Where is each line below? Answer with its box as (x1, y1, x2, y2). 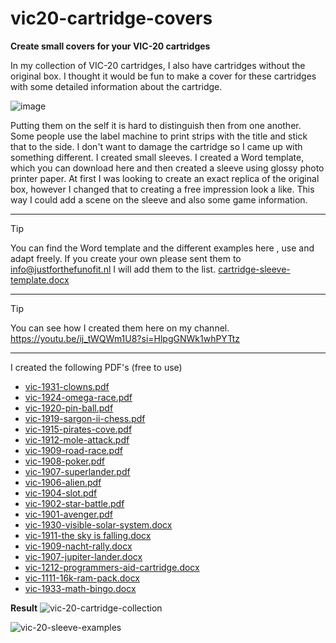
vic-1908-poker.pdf (24, 455, 106, 467)
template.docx (10, 273, 70, 286)
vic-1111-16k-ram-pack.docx (24, 572, 140, 584)
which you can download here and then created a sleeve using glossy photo (10, 162, 325, 174)
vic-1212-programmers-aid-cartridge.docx (24, 561, 200, 573)
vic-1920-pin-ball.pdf (24, 402, 114, 414)
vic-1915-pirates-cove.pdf (24, 423, 133, 435)
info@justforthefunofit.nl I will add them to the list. (10, 263, 217, 275)
